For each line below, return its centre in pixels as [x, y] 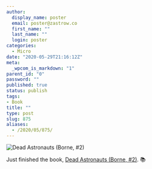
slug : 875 [19, 119]
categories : [21, 46]
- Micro [22, 51]
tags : [13, 96]
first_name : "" [31, 29]
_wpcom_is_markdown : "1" [43, 68]
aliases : [17, 125]
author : [16, 12]
